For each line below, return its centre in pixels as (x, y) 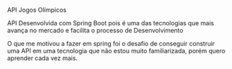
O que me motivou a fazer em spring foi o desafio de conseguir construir (111, 43)
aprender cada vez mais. (43, 58)
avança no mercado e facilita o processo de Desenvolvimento (95, 30)
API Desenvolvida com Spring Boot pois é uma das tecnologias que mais (111, 23)
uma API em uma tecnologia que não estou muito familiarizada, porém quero (116, 51)
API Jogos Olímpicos (37, 10)
